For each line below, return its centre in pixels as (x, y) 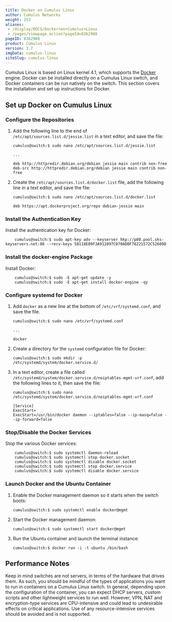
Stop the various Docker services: (41, 444)
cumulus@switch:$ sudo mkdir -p (47, 358)
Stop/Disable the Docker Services (48, 432)
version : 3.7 (19, 48)
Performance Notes (37, 563)
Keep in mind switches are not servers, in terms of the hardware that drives (85, 576)
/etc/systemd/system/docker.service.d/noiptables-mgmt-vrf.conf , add (88, 377)
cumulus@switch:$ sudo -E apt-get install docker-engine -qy (81, 282)
